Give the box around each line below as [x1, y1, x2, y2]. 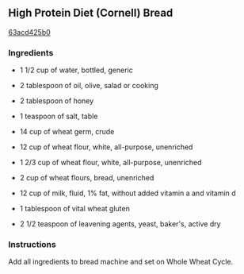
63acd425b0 [8, 27, 51, 37]
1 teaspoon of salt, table [19, 111, 98, 122]
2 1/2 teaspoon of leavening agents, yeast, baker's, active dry [19, 219, 221, 229]
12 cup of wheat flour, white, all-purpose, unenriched [19, 142, 193, 152]
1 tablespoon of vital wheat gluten [19, 204, 131, 214]
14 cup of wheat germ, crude [19, 127, 115, 137]
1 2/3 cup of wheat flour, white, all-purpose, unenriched [19, 158, 202, 168]
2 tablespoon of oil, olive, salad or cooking [19, 81, 158, 91]
